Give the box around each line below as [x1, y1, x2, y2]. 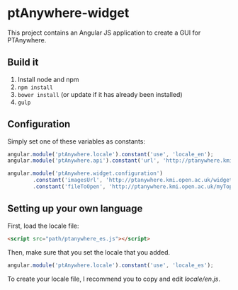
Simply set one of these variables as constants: [7, 137, 145, 146]
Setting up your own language [7, 203, 143, 215]
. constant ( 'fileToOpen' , [33, 183, 106, 190]
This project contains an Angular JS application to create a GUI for [7, 28, 201, 37]
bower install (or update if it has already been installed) [17, 90, 183, 98]
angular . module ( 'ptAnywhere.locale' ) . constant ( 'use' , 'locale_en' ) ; [7, 151, 214, 158]
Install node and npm [17, 75, 79, 83]
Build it [7, 57, 39, 69]
